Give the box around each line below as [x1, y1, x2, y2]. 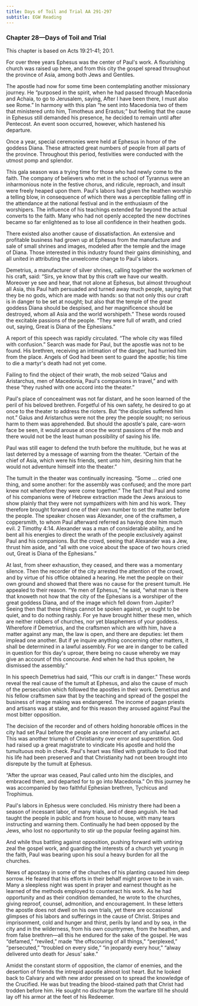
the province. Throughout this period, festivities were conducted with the [6, 150, 184, 157]
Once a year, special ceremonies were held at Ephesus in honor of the [6, 138, 177, 145]
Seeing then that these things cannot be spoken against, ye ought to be [6, 605, 180, 612]
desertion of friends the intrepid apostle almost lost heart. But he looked [6, 968, 181, 975]
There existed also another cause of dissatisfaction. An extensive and [6, 230, 176, 237]
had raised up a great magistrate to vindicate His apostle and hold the [6, 741, 176, 748]
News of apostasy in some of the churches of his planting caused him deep [6, 868, 190, 875]
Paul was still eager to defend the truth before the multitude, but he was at [6, 444, 187, 451]
